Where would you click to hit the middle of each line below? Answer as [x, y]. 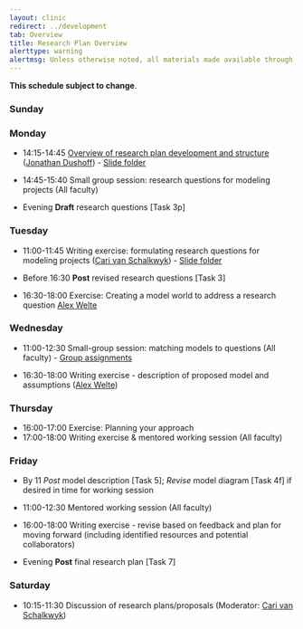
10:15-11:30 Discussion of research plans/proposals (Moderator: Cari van [158, 605]
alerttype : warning [46, 52]
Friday [24, 461]
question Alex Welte [60, 305]
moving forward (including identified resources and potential [135, 535]
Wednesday [36, 329]
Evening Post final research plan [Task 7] [99, 562]
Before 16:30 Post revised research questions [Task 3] [124, 278]
